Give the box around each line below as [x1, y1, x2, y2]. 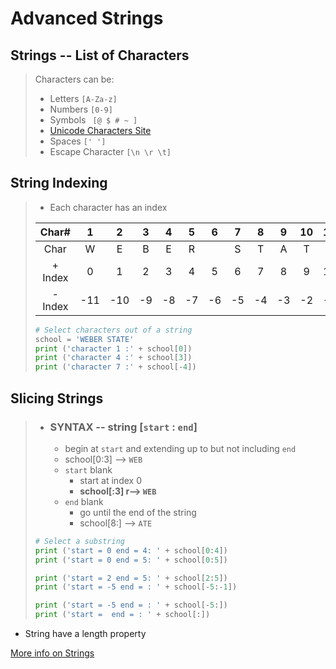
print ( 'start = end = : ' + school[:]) [34, 610, 211, 620]
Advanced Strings [10, 7, 164, 30]
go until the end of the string [79, 506, 197, 518]
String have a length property [24, 628, 147, 639]
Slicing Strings [10, 390, 104, 407]
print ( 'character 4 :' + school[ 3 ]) [34, 353, 193, 363]
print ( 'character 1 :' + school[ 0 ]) [34, 343, 193, 354]
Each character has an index [49, 201, 168, 213]
